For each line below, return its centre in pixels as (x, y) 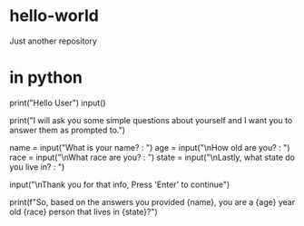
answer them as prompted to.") (67, 130)
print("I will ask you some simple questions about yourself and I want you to (151, 120)
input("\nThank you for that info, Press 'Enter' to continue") (120, 184)
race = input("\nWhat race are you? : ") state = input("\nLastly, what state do (152, 157)
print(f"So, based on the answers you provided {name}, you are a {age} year (152, 201)
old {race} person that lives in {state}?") (84, 211)
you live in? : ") (37, 167)
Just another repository (54, 41)
